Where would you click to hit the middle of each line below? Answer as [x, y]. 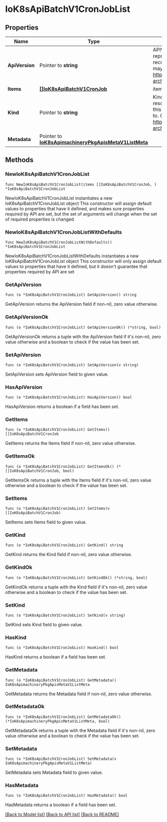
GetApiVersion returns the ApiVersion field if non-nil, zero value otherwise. [82, 304]
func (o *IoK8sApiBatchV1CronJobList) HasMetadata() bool [66, 796]
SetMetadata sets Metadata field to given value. [54, 773]
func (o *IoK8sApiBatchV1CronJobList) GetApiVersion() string [71, 295]
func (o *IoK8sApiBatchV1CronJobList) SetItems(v [58, 509]
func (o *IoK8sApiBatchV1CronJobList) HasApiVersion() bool [69, 398]
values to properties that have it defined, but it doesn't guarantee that [76, 266]
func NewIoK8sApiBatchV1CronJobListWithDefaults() [59, 242]
